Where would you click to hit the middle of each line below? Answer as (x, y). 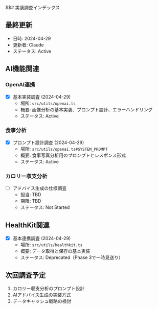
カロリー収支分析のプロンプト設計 (49, 288)
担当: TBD (31, 195)
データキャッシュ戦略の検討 (42, 301)
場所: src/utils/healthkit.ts (51, 245)
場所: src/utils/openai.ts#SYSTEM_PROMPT (64, 149)
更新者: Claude (28, 44)
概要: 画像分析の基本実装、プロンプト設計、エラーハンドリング (86, 109)
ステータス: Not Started (45, 207)
